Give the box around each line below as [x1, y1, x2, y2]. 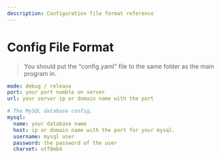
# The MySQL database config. [7, 107, 93, 115]
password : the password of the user [13, 140, 117, 146]
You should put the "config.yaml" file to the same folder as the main [23, 62, 215, 70]
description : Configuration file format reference [7, 10, 154, 17]
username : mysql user [13, 133, 75, 140]
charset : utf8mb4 [13, 146, 63, 153]
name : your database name [13, 120, 87, 127]
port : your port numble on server [7, 89, 106, 96]
